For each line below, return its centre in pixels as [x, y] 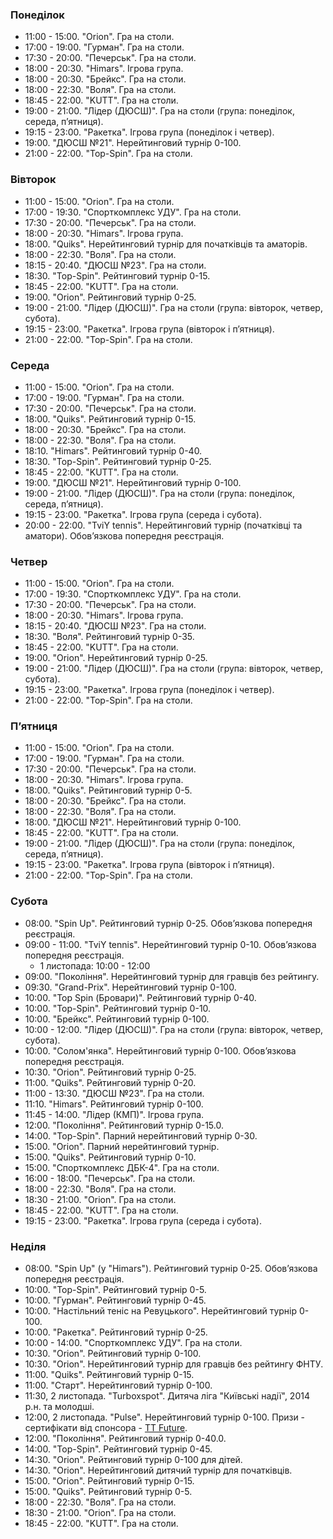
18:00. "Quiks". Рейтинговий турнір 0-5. [108, 790]
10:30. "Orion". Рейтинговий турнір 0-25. [110, 1072]
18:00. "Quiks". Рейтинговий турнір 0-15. [110, 419]
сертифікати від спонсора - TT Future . [106, 1428]
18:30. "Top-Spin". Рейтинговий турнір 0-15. [117, 275]
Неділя [28, 1246]
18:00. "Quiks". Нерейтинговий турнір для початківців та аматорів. [166, 244]
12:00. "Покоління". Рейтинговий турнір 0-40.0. [125, 1439]
